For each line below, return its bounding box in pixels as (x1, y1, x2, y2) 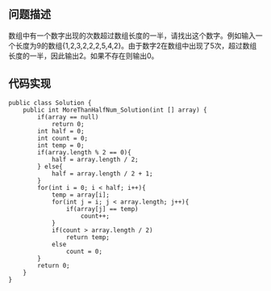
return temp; (65, 233, 110, 241)
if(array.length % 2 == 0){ (37, 148, 131, 156)
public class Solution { (8, 99, 92, 107)
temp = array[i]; (51, 191, 110, 199)
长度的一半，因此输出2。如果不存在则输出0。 (8, 51, 159, 61)
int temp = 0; (37, 141, 85, 150)
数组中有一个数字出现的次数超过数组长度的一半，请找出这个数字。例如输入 (8, 31, 256, 40)
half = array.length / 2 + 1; (51, 169, 153, 178)
